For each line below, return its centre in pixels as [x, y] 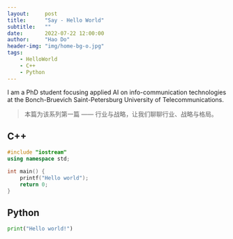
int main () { [26, 172]
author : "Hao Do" [39, 40]
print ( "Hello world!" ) [40, 229]
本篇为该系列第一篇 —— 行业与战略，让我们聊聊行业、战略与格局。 [121, 114]
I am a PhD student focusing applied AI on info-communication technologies [117, 92]
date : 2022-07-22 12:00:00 [56, 33]
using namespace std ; [39, 159]
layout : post [32, 14]
